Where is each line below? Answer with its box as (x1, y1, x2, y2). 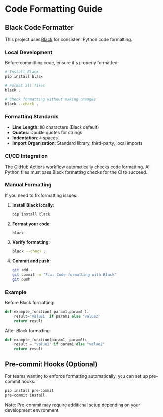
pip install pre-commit (5, 388, 54, 393)
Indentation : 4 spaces (12, 135, 58, 141)
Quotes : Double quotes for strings (12, 129, 82, 135)
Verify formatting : (12, 239, 50, 245)
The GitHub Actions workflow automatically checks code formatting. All (5, 164, 151, 170)
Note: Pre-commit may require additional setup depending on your (5, 402, 141, 408)
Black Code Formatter (5, 23, 74, 32)
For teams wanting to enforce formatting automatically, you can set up (5, 373, 148, 379)
